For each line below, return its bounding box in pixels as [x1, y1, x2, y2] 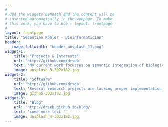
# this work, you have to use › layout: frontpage [5, 21, 113, 26]
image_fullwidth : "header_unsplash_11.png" [11, 44, 104, 49]
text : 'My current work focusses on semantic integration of [14, 63, 144, 68]
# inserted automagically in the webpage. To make [5, 16, 113, 21]
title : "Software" [14, 77, 52, 82]
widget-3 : [5, 95, 26, 100]
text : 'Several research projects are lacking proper [14, 86, 128, 91]
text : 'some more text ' [14, 109, 66, 115]
